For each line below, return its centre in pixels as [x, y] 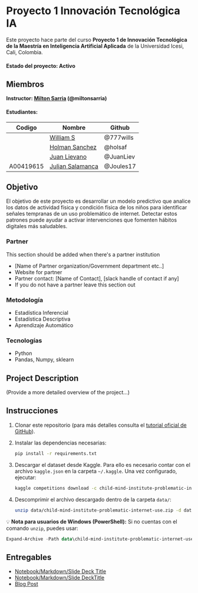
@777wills [119, 137]
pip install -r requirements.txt [56, 453]
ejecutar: [25, 477]
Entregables [29, 557]
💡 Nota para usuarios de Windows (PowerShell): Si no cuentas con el [92, 521]
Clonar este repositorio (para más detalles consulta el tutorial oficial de [100, 425]
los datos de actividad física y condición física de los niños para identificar [97, 207]
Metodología [24, 300]
